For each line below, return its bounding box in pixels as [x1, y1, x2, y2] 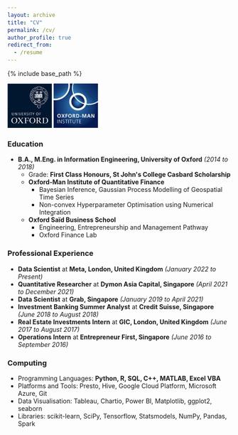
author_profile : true [7, 34, 72, 41]
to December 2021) [17, 287, 75, 296]
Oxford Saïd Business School [28, 215, 117, 224]
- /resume [13, 49, 43, 56]
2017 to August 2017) [17, 325, 80, 333]
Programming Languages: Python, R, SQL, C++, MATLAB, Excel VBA [17, 374, 222, 382]
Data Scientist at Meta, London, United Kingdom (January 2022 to [17, 264, 217, 273]
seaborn [17, 404, 43, 412]
